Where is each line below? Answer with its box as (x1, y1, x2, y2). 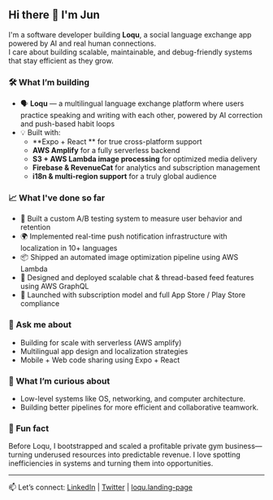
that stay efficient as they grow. (8, 55, 114, 65)
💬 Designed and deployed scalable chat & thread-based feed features (19, 273, 254, 283)
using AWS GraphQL (19, 282, 89, 292)
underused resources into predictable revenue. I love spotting (33, 450, 241, 460)
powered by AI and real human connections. (8, 38, 157, 48)
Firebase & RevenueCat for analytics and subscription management (32, 163, 261, 173)
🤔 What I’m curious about (8, 375, 110, 387)
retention (19, 222, 51, 232)
